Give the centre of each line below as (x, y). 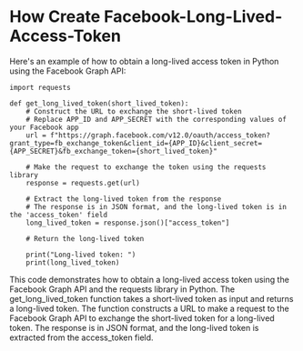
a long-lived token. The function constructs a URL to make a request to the (149, 308)
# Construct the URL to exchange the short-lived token (134, 111)
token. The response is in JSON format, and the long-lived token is (134, 327)
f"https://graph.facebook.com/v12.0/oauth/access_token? (160, 135)
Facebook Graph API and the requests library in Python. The (122, 289)
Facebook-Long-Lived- (193, 17)
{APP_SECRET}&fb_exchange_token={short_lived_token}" (114, 151)
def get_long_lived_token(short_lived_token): (99, 103)
